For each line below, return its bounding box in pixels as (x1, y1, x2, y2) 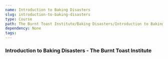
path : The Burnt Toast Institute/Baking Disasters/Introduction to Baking (5, 21, 164, 26)
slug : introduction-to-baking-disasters (5, 12, 91, 17)
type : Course (5, 16, 32, 21)
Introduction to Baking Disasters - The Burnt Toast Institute (5, 47, 151, 54)
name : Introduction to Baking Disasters (5, 7, 91, 12)
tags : (5, 30, 16, 35)
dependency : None (5, 26, 41, 31)
